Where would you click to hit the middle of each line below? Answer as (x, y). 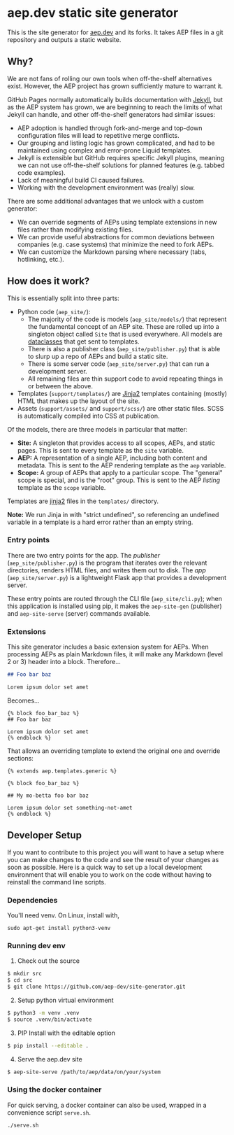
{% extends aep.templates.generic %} (62, 771)
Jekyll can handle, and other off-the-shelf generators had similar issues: (111, 114)
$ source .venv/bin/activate (50, 1020)
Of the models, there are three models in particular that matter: (97, 429)
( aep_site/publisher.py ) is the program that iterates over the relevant (107, 563)
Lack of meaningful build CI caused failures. (81, 180)
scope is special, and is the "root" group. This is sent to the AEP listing (119, 480)
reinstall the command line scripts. (57, 882)
